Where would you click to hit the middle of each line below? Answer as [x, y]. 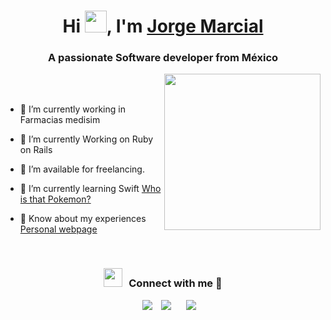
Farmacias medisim [60, 120]
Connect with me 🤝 [175, 283]
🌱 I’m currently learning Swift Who [90, 189]
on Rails [36, 150]
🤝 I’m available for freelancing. [82, 169]
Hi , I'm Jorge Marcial [163, 26]
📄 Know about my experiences [83, 219]
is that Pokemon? [55, 199]
